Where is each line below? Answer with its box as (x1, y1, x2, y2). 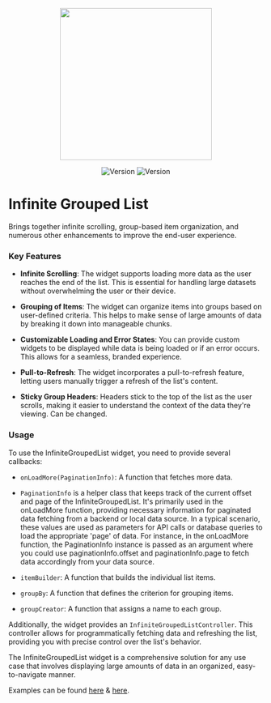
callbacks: (8, 456, 43, 466)
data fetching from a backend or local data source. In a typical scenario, (19, 513, 260, 523)
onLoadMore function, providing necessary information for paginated (19, 505, 252, 514)
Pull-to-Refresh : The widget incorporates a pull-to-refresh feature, (19, 368, 245, 377)
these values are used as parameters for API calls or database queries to (19, 522, 263, 532)
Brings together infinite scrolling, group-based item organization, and (8, 221, 239, 231)
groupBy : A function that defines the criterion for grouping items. (19, 588, 234, 598)
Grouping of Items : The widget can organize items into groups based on (19, 302, 262, 312)
